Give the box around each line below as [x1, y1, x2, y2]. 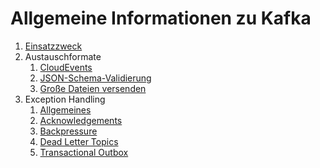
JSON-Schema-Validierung [39, 72, 152, 84]
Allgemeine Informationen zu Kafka [10, 7, 312, 30]
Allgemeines [39, 103, 92, 116]
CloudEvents [39, 61, 93, 73]
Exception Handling [24, 93, 106, 105]
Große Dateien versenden [39, 82, 147, 94]
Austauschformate [24, 50, 102, 62]
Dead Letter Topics [39, 135, 119, 147]
